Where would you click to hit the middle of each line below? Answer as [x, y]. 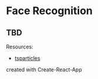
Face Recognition [49, 11]
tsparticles [27, 58]
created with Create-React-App [44, 70]
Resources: [20, 47]
